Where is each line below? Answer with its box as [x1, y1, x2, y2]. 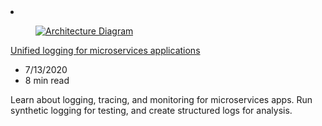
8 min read [24, 75, 70, 86]
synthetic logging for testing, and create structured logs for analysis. [10, 105, 293, 116]
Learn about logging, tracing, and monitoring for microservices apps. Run [10, 94, 313, 105]
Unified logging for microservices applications [10, 45, 201, 56]
